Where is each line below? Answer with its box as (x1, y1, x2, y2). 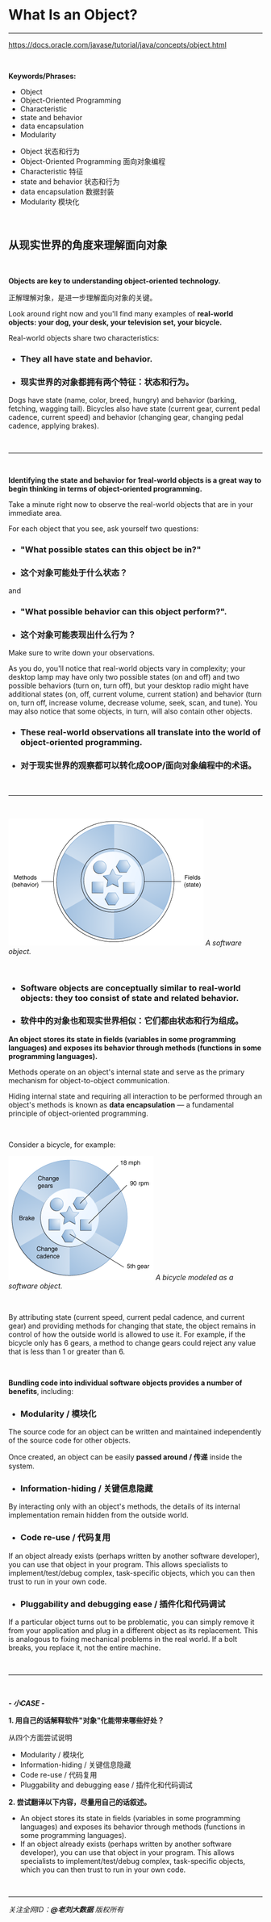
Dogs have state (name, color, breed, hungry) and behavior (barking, (8, 395, 237, 404)
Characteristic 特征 (19, 166, 83, 176)
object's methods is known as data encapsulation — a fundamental (8, 1099, 234, 1109)
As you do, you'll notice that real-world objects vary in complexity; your (8, 664, 246, 673)
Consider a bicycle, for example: (8, 1140, 116, 1149)
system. (8, 1461, 35, 1471)
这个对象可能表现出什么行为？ (19, 630, 136, 641)
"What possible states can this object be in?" (19, 543, 202, 555)
